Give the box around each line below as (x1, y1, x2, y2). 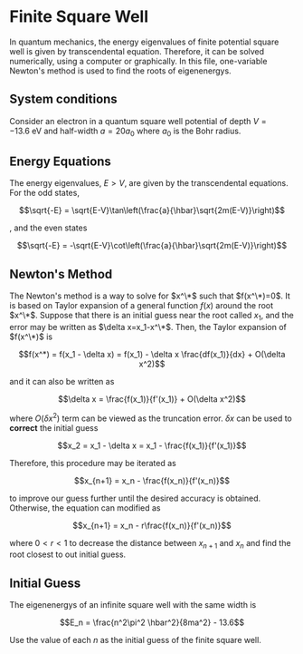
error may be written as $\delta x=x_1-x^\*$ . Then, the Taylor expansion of (9, 321, 288, 332)
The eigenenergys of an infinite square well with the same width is (9, 600, 257, 610)
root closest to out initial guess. (9, 549, 127, 560)
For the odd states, (9, 188, 80, 199)
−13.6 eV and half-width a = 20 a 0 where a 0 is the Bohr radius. (9, 125, 241, 138)
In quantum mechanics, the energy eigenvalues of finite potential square (9, 36, 279, 47)
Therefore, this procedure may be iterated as (9, 457, 176, 468)
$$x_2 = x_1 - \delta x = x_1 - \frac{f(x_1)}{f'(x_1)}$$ (57, 440, 247, 451)
